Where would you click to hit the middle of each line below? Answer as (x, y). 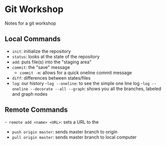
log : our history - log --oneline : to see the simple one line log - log (81, 83)
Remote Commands (36, 110)
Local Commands (33, 39)
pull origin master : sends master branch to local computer (74, 137)
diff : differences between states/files (51, 78)
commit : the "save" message (41, 67)
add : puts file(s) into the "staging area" (52, 62)
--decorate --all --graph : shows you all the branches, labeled (96, 89)
